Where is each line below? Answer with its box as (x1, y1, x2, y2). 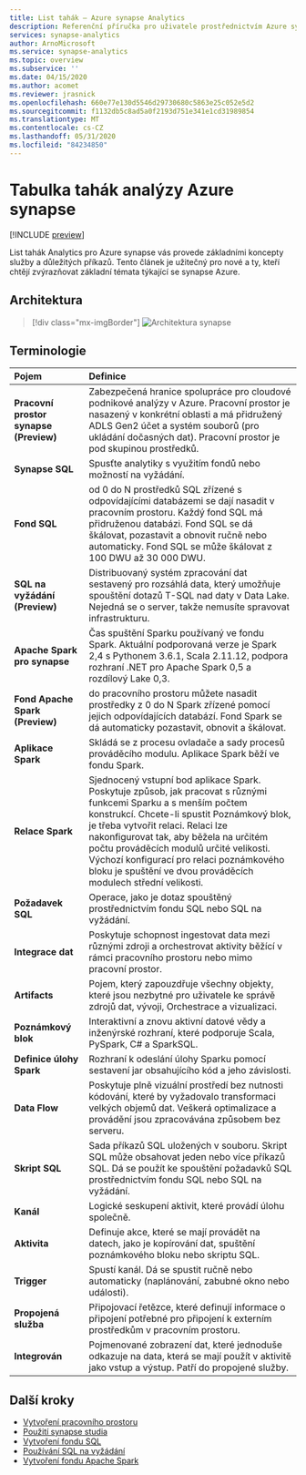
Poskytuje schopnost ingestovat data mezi (88, 928, 270, 941)
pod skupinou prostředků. (88, 443, 199, 456)
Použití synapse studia (22, 1427, 107, 1438)
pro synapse (14, 655, 70, 668)
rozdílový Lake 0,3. (88, 672, 170, 685)
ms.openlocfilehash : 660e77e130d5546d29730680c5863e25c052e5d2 (9, 97, 255, 108)
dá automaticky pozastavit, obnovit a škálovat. (88, 722, 287, 734)
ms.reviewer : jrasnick (9, 89, 96, 98)
